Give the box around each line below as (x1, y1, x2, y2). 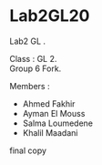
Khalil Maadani (22, 127, 78, 138)
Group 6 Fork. (9, 63, 62, 74)
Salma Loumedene (22, 118, 94, 129)
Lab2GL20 (9, 5, 90, 26)
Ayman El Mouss (22, 108, 86, 119)
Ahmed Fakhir (22, 98, 76, 109)
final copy (9, 145, 47, 156)
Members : (9, 80, 50, 91)
